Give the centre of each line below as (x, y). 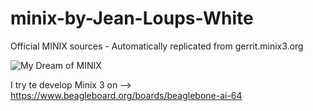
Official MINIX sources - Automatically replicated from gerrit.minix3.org (157, 46)
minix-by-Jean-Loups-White (132, 18)
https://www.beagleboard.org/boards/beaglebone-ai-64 (126, 95)
